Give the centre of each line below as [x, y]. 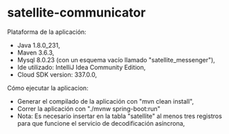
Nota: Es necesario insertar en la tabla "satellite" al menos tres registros [120, 116]
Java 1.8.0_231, [38, 45]
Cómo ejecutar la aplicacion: [48, 88]
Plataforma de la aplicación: [47, 32]
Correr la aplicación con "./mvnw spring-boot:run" [89, 108]
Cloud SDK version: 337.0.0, [57, 75]
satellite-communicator [76, 13]
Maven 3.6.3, [36, 52]
